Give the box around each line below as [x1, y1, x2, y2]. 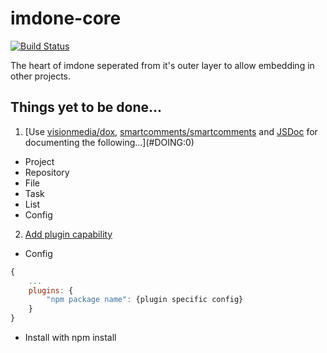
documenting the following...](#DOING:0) [24, 136, 195, 148]
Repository [24, 166, 70, 178]
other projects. [10, 70, 72, 82]
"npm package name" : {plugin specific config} [46, 295, 244, 305]
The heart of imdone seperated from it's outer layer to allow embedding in [10, 59, 315, 71]
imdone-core [10, 7, 122, 30]
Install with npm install [24, 332, 117, 343]
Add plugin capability [24, 228, 113, 240]
